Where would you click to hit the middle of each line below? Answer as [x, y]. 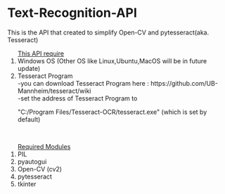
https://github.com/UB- [184, 83]
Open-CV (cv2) [39, 169]
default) [29, 119]
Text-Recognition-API [72, 13]
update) [29, 68]
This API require [41, 53]
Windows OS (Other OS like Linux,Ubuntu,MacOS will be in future [112, 60]
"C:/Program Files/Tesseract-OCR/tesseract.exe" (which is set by [112, 112]
